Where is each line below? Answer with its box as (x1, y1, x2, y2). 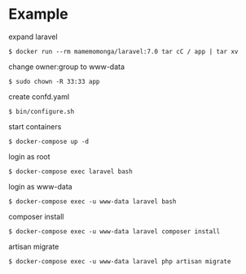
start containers (8, 121, 62, 131)
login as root (8, 151, 51, 161)
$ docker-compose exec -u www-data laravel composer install (8, 227, 221, 236)
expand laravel (8, 32, 59, 41)
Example (8, 5, 68, 24)
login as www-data (8, 181, 72, 191)
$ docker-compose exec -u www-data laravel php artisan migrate (8, 257, 231, 265)
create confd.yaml (8, 91, 70, 102)
